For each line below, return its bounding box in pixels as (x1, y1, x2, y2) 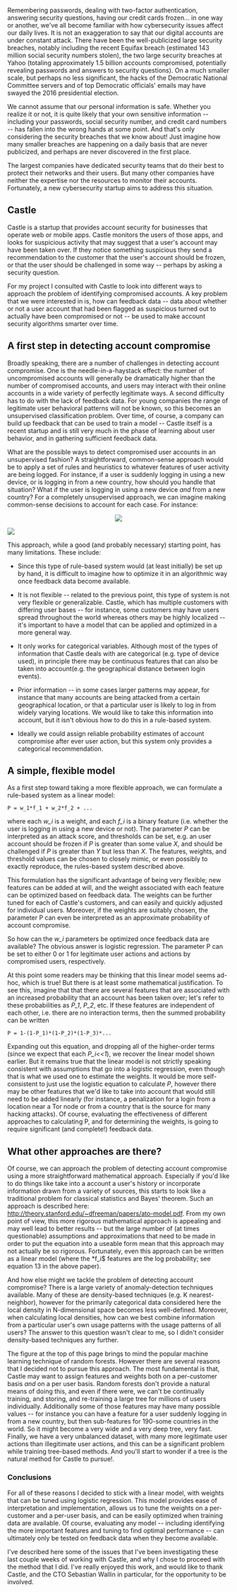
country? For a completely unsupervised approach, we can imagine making (7, 492, 226, 501)
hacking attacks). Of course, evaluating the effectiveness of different (7, 1110, 207, 1119)
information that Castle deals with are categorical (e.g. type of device (17, 649, 219, 657)
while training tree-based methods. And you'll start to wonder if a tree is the (7, 1447, 228, 1456)
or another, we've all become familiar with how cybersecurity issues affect (7, 21, 224, 29)
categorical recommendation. (17, 744, 104, 753)
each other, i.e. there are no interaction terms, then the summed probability (7, 1008, 226, 1017)
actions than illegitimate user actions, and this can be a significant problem (7, 1440, 225, 1448)
